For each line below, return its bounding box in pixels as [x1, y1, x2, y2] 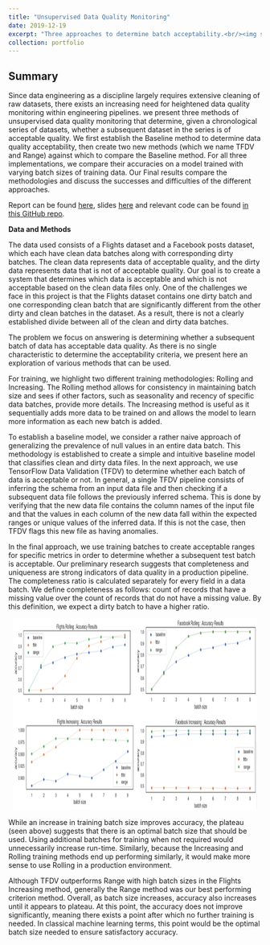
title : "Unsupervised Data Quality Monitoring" [8, 13, 171, 21]
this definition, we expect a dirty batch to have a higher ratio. [8, 602, 210, 612]
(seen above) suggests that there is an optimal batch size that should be [8, 826, 247, 836]
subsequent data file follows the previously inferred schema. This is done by [8, 492, 261, 502]
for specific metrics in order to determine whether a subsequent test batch [8, 551, 256, 560]
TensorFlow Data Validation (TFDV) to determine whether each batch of [8, 467, 246, 477]
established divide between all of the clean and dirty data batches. [8, 317, 229, 327]
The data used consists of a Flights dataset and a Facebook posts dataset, [8, 240, 255, 250]
